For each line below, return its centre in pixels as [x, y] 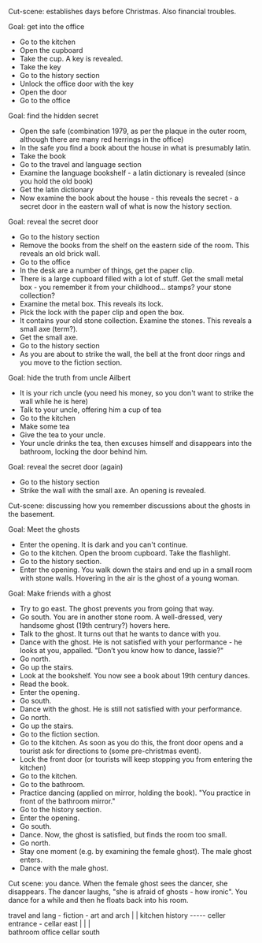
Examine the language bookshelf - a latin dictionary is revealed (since [133, 173]
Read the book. [44, 684]
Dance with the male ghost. [64, 868]
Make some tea [44, 426]
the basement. [31, 514]
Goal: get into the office [46, 26]
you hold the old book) [56, 181]
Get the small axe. [49, 337]
